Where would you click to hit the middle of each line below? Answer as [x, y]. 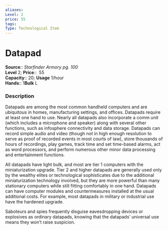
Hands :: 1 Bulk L [21, 83]
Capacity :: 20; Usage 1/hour [34, 78]
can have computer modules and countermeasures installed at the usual [79, 191]
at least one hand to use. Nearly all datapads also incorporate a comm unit [82, 118]
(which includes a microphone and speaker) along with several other [76, 123]
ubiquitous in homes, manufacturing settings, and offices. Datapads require [83, 112]
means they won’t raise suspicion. [40, 222]
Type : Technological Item [32, 29]
